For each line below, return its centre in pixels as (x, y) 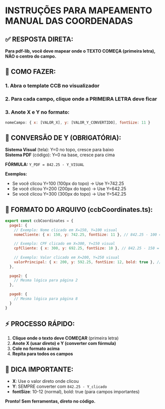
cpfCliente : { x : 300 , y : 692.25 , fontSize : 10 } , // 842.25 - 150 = (87, 248)
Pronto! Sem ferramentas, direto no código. (50, 401)
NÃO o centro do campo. (31, 56)
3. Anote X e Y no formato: (37, 112)
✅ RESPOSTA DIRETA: (39, 39)
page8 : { (18, 294)
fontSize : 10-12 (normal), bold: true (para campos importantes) (76, 392)
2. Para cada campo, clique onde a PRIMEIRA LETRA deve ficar (81, 99)
